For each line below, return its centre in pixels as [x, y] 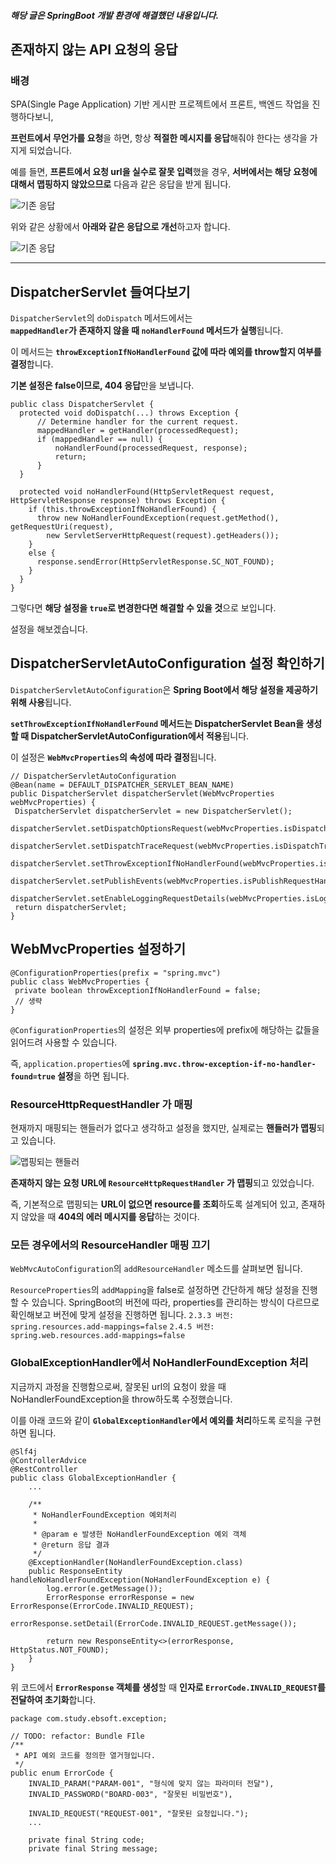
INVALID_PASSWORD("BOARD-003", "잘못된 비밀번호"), [130, 1794]
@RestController [44, 1469]
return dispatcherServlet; [71, 907]
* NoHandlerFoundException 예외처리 [104, 1515]
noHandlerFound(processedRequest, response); [151, 448]
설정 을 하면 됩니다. [93, 1076]
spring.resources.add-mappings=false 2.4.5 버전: [112, 1327]
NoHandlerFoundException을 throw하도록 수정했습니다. [121, 1399]
